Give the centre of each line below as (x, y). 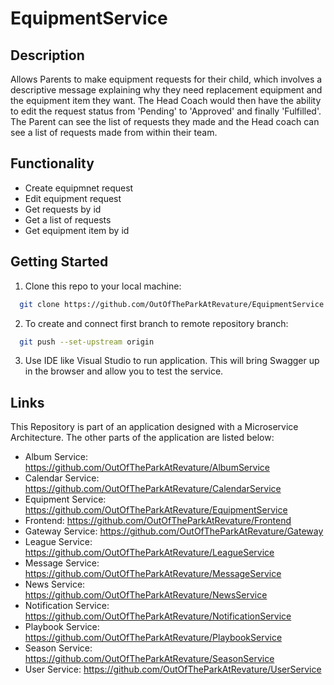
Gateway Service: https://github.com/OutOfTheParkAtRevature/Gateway (174, 531)
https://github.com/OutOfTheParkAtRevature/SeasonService (149, 659)
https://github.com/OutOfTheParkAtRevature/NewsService (146, 595)
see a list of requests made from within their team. (114, 132)
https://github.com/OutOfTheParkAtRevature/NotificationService (158, 616)
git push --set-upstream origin (87, 342)
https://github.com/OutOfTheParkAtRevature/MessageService (153, 574)
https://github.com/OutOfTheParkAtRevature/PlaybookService (153, 638)
